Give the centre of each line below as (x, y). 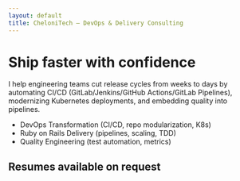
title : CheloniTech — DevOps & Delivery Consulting (96, 23)
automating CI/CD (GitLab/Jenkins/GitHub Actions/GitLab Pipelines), (120, 93)
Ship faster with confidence (102, 62)
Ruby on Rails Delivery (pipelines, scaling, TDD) (98, 133)
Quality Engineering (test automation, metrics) (95, 142)
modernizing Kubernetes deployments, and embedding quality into (118, 101)
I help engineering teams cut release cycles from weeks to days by (118, 84)
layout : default (35, 15)
